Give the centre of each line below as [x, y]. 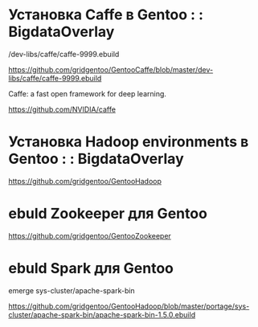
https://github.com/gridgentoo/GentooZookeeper [90, 235]
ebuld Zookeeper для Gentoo [108, 214]
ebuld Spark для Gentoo [91, 268]
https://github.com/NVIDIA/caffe [62, 109]
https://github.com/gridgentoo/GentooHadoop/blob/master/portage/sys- [129, 306]
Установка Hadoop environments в [129, 142]
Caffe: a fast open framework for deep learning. [88, 93]
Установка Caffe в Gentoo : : [106, 15]
